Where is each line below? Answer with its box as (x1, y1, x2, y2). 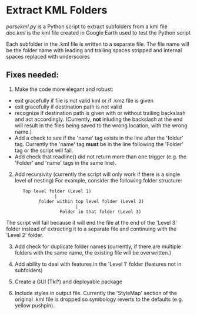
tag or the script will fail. (14, 147, 74, 154)
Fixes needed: (6, 70, 59, 80)
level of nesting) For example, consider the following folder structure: (14, 177, 182, 184)
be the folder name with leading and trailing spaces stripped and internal (6, 46, 182, 53)
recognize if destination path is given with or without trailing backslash (14, 109, 186, 116)
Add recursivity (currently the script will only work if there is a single (14, 171, 181, 178)
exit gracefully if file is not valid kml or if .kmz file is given (14, 97, 154, 104)
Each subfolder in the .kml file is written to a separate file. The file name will (6, 40, 189, 48)
